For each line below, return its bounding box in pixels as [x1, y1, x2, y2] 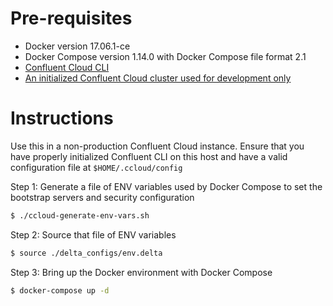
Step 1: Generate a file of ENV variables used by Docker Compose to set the [10, 180, 323, 192]
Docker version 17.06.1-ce [24, 40, 131, 52]
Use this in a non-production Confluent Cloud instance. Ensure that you [10, 140, 305, 152]
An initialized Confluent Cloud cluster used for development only [24, 72, 292, 84]
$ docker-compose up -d [10, 285, 110, 296]
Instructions [10, 107, 114, 130]
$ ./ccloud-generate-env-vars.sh [10, 210, 150, 221]
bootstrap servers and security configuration [10, 191, 195, 203]
